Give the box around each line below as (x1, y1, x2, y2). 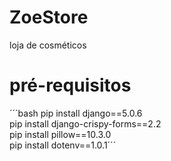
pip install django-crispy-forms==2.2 (9, 117, 162, 130)
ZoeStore (9, 6, 89, 29)
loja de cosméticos (9, 39, 87, 51)
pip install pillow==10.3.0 (9, 128, 112, 140)
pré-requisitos (9, 74, 132, 97)
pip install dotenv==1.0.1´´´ (9, 139, 117, 151)
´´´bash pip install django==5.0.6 (9, 107, 143, 119)
